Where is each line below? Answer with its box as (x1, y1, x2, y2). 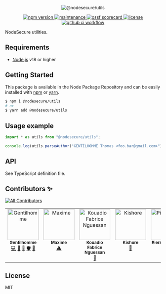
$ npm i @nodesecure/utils (5, 99, 61, 104)
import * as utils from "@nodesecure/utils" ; (5, 135, 100, 140)
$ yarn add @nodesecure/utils (5, 108, 68, 113)
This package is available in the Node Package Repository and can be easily (5, 84, 161, 90)
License (5, 271, 30, 280)
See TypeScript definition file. (5, 170, 66, 176)
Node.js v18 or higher (12, 56, 56, 62)
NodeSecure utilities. (5, 29, 48, 35)
